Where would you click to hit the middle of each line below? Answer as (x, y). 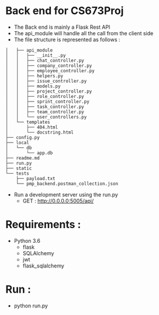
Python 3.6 (27, 241)
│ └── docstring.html (40, 132)
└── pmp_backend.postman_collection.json (67, 184)
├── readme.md (23, 158)
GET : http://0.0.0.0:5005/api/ (58, 201)
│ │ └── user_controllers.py (46, 117)
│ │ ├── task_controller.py (45, 107)
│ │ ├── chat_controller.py (45, 60)
